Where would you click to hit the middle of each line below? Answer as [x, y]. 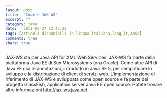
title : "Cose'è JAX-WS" [31, 15]
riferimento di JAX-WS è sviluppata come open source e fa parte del [77, 79]
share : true [18, 43]
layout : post [19, 10]
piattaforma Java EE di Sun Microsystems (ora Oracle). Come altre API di [81, 63]
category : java [21, 24]
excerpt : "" [18, 19]
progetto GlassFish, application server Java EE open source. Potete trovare [84, 84]
